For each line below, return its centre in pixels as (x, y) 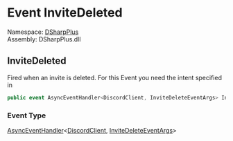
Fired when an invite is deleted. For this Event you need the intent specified (114, 77)
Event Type (27, 115)
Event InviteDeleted (65, 13)
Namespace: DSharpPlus (43, 32)
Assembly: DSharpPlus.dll (44, 39)
